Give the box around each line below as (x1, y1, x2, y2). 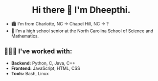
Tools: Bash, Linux (11, 70, 49, 76)
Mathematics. (11, 33, 39, 39)
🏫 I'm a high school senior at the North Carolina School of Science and (11, 28, 154, 34)
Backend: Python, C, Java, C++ (11, 60, 76, 66)
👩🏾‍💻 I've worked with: (4, 47, 72, 56)
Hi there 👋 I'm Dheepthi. (32, 4, 131, 16)
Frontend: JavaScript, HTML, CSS (11, 65, 81, 71)
